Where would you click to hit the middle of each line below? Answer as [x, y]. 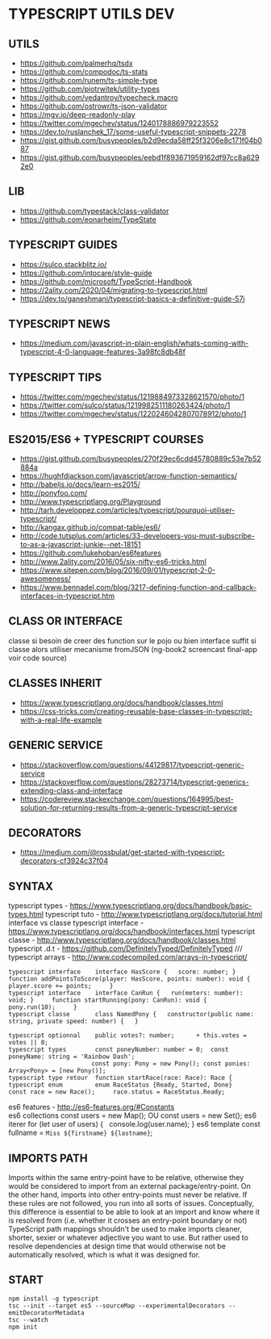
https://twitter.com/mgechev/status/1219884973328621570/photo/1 [132, 397]
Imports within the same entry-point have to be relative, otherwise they [126, 1177]
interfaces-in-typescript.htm [67, 596]
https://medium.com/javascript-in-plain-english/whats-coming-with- [134, 343]
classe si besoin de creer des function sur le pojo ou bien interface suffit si [132, 640]
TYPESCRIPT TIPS [55, 377]
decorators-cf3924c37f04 [64, 861]
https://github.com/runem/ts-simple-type [89, 80]
